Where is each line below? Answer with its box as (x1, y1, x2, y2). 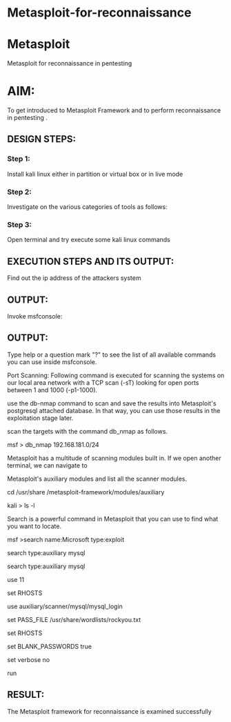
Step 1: (7, 154, 30, 163)
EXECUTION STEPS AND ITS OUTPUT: (7, 255, 174, 267)
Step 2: (7, 187, 32, 197)
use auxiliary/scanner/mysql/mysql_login (7, 602, 123, 610)
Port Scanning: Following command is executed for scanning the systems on (7, 371, 225, 379)
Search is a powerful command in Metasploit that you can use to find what (7, 514, 219, 523)
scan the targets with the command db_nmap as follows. (7, 427, 168, 435)
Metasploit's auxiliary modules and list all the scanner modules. (7, 474, 188, 483)
